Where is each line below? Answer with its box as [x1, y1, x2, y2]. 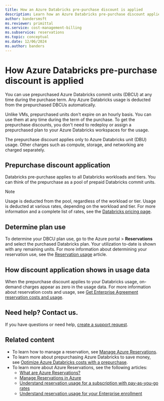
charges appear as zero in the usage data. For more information [22, 284, 151, 290]
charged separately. [5, 147, 45, 152]
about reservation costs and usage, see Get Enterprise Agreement [5, 289, 138, 295]
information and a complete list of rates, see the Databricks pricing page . [5, 209, 152, 215]
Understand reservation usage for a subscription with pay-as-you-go [19, 380, 159, 386]
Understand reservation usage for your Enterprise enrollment [19, 390, 143, 396]
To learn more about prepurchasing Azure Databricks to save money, [12, 354, 151, 360]
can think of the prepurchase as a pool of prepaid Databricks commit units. [5, 179, 156, 185]
